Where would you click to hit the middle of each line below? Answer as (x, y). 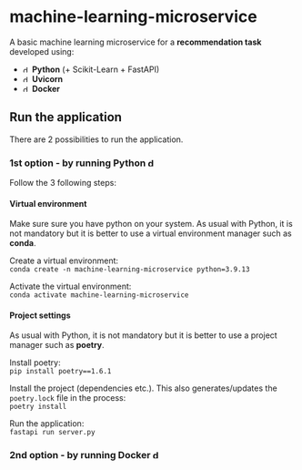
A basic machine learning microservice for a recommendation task (136, 42)
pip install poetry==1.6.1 (60, 372)
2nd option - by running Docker (80, 455)
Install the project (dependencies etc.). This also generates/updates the (143, 388)
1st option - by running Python (78, 163)
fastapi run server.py (52, 433)
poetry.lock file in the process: (68, 398)
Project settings (40, 315)
